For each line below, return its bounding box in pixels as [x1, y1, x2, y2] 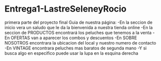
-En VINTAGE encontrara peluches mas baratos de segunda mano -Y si [4, 45, 147, 51]
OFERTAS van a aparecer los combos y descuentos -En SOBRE [11, 35, 137, 41]
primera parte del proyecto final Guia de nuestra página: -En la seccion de [4, 19, 153, 25]
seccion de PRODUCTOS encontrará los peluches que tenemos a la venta [4, 30, 152, 35]
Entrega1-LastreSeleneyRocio [4, 3, 127, 15]
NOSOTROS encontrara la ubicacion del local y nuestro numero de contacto [4, 40, 156, 46]
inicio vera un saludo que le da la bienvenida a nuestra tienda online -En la [4, 24, 153, 30]
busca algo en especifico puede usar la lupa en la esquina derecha [4, 50, 139, 56]
